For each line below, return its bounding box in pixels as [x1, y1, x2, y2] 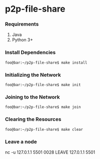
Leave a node [5, 138, 37, 145]
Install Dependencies [5, 49, 56, 56]
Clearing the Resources [5, 116, 61, 123]
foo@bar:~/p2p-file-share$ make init [5, 83, 81, 88]
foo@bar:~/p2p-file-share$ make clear [5, 127, 83, 132]
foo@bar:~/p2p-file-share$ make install [5, 60, 88, 65]
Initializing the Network [5, 71, 61, 78]
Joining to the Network [5, 94, 60, 100]
